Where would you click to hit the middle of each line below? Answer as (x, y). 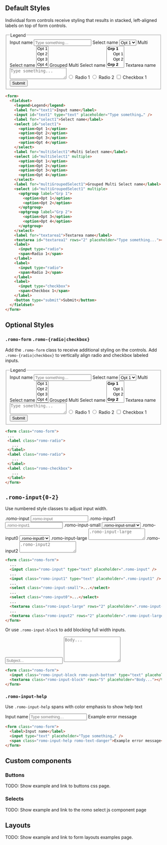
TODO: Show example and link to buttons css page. (58, 786)
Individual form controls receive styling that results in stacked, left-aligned (81, 20)
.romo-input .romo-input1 (60, 518)
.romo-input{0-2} (32, 497)
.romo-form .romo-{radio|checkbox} (47, 339)
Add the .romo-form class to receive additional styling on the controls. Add (81, 350)
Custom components (39, 761)
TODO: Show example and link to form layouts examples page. (69, 838)
